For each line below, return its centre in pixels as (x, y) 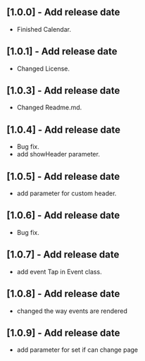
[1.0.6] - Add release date (63, 215)
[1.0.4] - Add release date (64, 129)
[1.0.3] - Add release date (63, 91)
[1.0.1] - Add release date (62, 52)
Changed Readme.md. (49, 108)
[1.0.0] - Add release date (63, 12)
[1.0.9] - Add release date (63, 332)
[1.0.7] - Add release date (63, 255)
